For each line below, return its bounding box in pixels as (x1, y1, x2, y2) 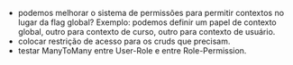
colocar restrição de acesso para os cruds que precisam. (17, 36, 231, 46)
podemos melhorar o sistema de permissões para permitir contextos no (17, 8, 285, 18)
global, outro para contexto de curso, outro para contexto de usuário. (17, 27, 276, 37)
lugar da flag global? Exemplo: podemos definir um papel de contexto (17, 17, 277, 28)
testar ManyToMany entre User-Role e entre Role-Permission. (17, 45, 247, 56)
